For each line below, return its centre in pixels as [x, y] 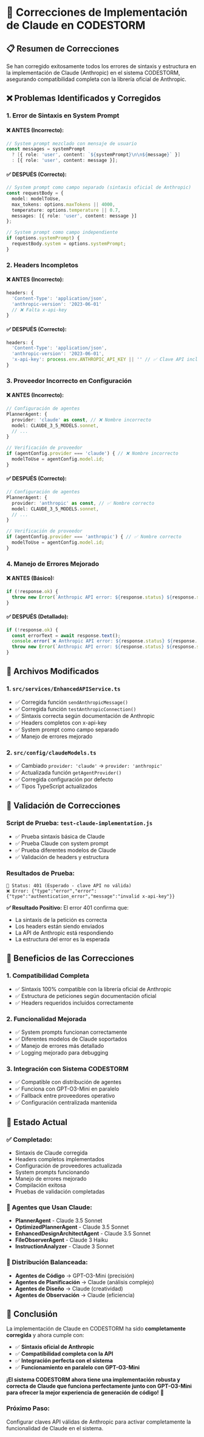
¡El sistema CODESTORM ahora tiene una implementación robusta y [93, 1380]
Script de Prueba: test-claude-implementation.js [80, 823]
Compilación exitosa [40, 1185]
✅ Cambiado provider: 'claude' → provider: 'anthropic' [89, 766]
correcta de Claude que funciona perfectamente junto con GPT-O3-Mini [99, 1386]
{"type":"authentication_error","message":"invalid [73, 897]
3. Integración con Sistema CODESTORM [67, 1069]
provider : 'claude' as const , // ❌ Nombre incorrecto [82, 420]
